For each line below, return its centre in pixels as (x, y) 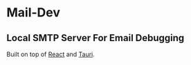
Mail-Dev (33, 13)
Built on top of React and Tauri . (51, 54)
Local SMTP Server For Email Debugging (95, 38)
